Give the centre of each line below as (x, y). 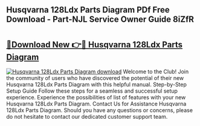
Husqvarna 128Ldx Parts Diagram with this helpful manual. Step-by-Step (97, 85)
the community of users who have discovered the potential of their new (95, 78)
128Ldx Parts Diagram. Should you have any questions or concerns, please (100, 110)
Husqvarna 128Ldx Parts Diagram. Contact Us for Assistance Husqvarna (96, 104)
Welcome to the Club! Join (156, 71)
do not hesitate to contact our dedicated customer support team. (87, 117)
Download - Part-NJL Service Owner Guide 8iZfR (100, 20)
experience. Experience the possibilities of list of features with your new (96, 97)
